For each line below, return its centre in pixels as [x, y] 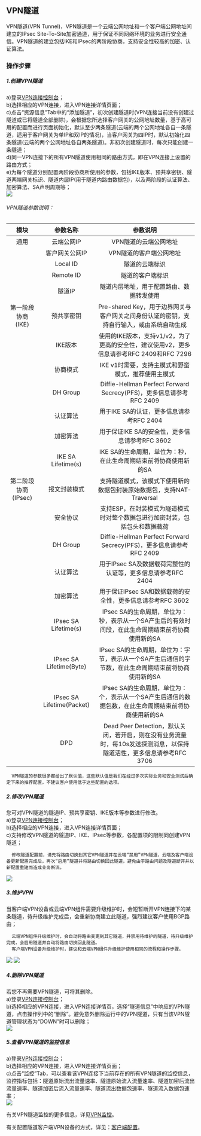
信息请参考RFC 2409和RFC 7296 [145, 353]
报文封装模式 [66, 489]
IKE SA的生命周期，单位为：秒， [145, 451]
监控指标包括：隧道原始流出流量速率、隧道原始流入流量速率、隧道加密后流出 [100, 1080]
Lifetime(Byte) [66, 667]
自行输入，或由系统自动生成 [148, 325]
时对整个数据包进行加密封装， [142, 517]
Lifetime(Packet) [66, 704]
